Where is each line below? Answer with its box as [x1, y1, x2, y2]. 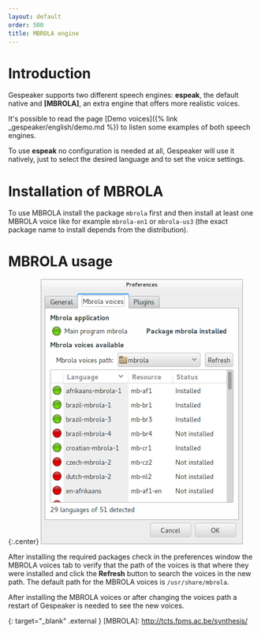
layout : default [8, 13, 62, 21]
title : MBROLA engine [8, 29, 80, 37]
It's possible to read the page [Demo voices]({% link [8, 114, 178, 124]
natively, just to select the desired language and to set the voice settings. [8, 155, 245, 164]
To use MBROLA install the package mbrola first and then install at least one [8, 208, 254, 218]
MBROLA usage [8, 253, 113, 271]
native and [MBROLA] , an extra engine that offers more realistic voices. [8, 99, 240, 108]
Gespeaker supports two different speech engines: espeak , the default [8, 91, 239, 100]
